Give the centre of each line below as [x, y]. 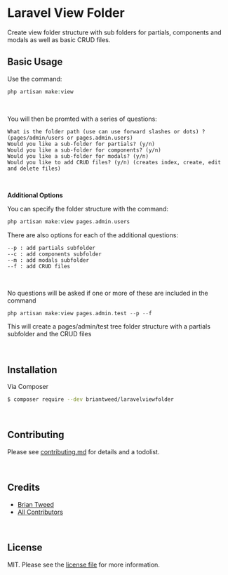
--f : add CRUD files [39, 266]
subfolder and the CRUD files [49, 334]
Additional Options [35, 195]
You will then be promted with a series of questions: [82, 119]
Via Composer [28, 387]
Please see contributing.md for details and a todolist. [83, 451]
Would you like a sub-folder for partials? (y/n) [81, 144]
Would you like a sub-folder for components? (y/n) [84, 150]
